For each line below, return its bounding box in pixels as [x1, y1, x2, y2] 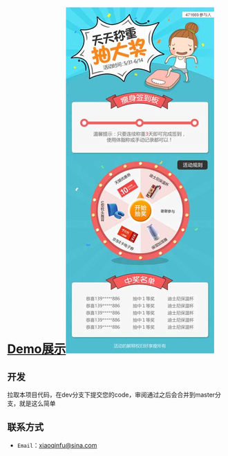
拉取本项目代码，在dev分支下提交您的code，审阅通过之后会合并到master [7, 391, 216, 399]
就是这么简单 [19, 399, 56, 408]
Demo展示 [7, 341, 66, 357]
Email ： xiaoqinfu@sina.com [17, 441, 97, 449]
